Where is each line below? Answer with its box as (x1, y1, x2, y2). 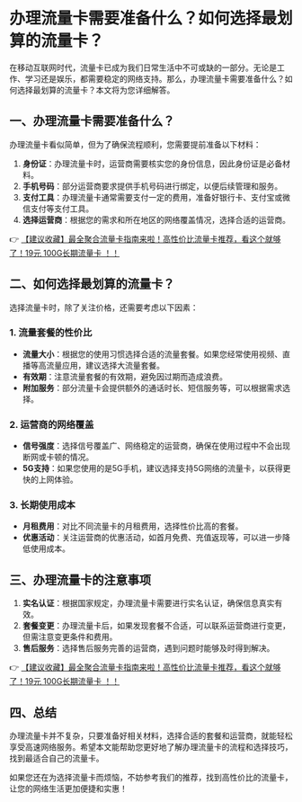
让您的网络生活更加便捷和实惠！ (9, 783, 128, 794)
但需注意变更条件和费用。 (22, 631, 118, 643)
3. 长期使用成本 (9, 499, 76, 512)
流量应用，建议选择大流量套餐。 (46, 360, 164, 370)
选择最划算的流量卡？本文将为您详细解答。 (16, 85, 175, 95)
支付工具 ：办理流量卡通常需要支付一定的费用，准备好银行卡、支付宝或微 (22, 192, 290, 202)
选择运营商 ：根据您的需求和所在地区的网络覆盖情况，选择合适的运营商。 (22, 214, 290, 225)
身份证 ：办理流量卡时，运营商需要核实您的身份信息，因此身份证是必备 (22, 158, 283, 169)
